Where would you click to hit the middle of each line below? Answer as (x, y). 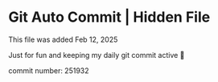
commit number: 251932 (49, 70)
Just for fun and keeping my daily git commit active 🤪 (97, 55)
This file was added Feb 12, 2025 (63, 39)
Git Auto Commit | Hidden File (109, 17)
